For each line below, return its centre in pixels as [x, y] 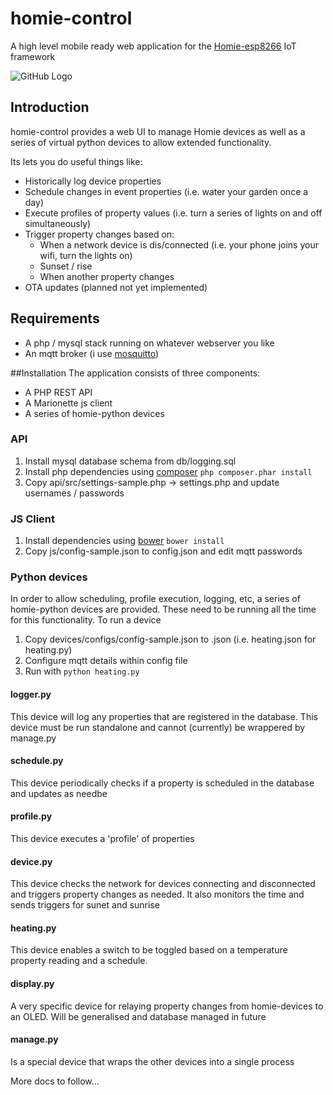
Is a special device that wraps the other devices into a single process [152, 1061]
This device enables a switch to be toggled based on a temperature [149, 950]
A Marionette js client [68, 403]
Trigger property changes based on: [99, 234]
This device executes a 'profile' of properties [102, 839]
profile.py [31, 816]
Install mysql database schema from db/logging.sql [130, 461]
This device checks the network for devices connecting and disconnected [163, 884]
